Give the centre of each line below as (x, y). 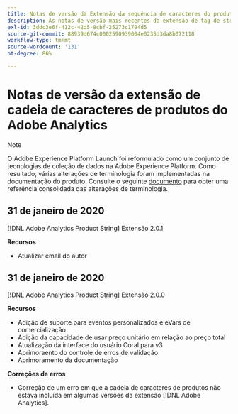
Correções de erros (36, 374)
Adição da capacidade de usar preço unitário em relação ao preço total (121, 337)
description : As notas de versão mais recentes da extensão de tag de (114, 21)
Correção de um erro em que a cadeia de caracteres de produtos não (119, 388)
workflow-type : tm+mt (39, 40)
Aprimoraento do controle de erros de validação (87, 353)
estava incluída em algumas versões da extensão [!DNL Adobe (109, 396)
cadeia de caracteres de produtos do (118, 110)
